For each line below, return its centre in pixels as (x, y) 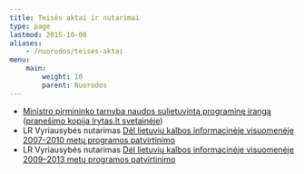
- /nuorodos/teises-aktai (75, 52)
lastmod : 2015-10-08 (49, 34)
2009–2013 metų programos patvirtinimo (99, 159)
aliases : (26, 43)
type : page (30, 26)
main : (36, 69)
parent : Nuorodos (74, 85)
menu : (20, 60)
